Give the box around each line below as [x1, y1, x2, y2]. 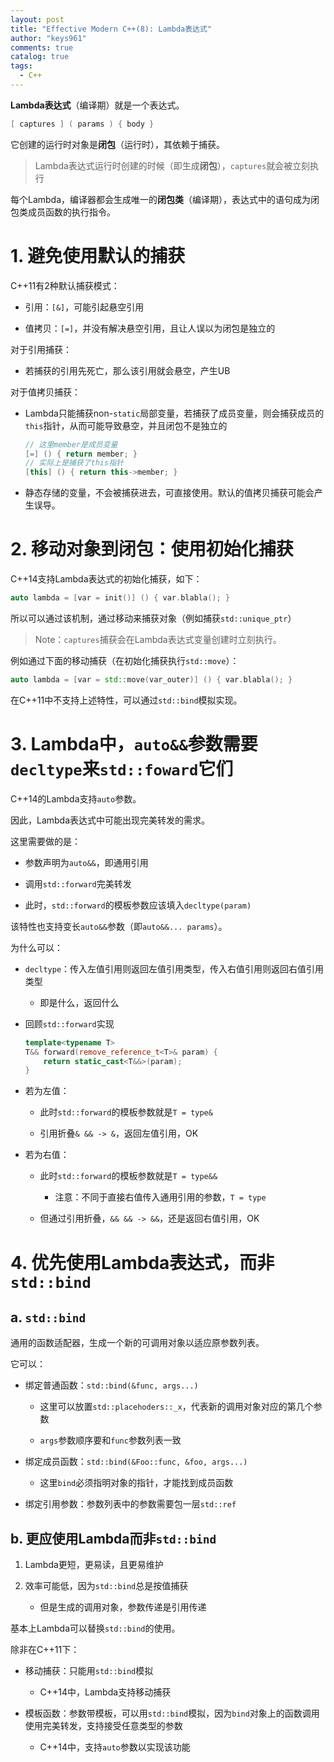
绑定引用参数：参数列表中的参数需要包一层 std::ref [24, 1498, 237, 1510]
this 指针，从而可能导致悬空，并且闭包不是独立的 [24, 419, 228, 431]
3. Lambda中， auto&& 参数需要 [10, 733, 258, 756]
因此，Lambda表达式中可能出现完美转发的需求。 [10, 814, 211, 826]
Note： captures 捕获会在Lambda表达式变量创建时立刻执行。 [34, 634, 282, 645]
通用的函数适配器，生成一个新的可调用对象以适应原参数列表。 [10, 1337, 265, 1349]
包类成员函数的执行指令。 [10, 206, 116, 218]
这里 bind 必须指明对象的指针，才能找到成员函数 [39, 1477, 234, 1489]
